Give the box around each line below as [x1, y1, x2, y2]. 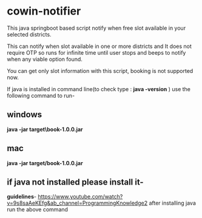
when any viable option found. [7, 55, 82, 63]
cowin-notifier [7, 4, 81, 18]
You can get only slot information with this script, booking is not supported [7, 67, 194, 74]
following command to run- [7, 92, 75, 99]
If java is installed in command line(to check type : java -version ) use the [7, 85, 190, 92]
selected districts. [7, 30, 52, 38]
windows [7, 109, 42, 120]
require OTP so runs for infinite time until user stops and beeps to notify [7, 49, 186, 56]
